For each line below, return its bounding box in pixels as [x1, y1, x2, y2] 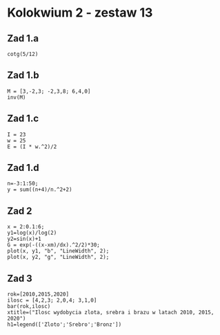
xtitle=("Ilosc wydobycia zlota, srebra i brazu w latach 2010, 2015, [7, 309, 214, 316]
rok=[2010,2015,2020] [7, 291, 70, 298]
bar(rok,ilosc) [7, 303, 51, 310]
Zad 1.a [7, 33, 39, 44]
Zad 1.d [7, 162, 39, 174]
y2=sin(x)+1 [7, 235, 41, 243]
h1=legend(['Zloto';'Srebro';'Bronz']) [7, 321, 122, 328]
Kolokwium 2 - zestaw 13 [7, 5, 153, 21]
